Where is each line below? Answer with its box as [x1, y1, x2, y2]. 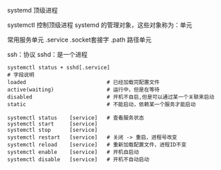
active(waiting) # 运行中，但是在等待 [7, 86, 160, 93]
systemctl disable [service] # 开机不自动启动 [7, 156, 149, 163]
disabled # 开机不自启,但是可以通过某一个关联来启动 [7, 94, 215, 101]
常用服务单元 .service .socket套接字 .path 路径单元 [7, 35, 152, 44]
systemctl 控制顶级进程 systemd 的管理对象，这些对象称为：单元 [7, 21, 193, 29]
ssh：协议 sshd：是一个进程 [7, 51, 88, 58]
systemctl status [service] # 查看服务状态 [7, 114, 145, 121]
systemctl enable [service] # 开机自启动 [7, 148, 139, 155]
